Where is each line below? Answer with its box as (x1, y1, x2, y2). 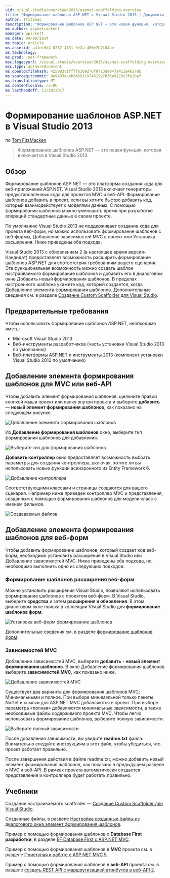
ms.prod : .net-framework (5, 54, 58, 60)
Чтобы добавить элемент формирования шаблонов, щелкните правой (5, 393, 157, 399)
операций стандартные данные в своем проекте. (5, 213, 112, 219)
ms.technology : (5, 50, 37, 55)
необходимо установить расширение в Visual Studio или (19, 552, 142, 558)
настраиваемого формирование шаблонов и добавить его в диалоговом (5, 270, 163, 277)
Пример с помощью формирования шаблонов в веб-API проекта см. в (5, 862, 159, 868)
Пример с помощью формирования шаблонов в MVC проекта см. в (5, 846, 152, 853)
